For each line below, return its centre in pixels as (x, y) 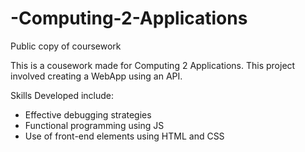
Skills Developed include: (62, 95)
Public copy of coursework (66, 46)
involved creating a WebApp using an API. (96, 76)
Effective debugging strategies (88, 114)
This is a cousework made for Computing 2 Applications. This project (153, 65)
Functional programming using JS (94, 125)
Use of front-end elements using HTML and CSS (124, 136)
